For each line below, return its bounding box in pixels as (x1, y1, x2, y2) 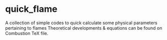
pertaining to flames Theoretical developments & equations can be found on (5, 25, 162, 31)
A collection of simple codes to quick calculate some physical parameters (5, 20, 157, 26)
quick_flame (5, 3, 58, 15)
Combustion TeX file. (5, 30, 49, 36)
